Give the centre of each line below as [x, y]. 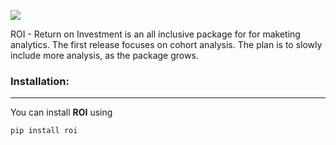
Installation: [40, 81]
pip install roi [44, 131]
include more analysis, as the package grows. [104, 55]
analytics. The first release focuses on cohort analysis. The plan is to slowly [166, 44]
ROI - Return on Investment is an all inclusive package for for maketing [155, 34]
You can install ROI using [61, 112]
